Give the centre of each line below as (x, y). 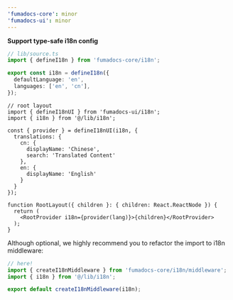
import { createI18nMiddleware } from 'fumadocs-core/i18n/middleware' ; (117, 270)
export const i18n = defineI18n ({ (59, 73)
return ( (27, 211)
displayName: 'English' (61, 174)
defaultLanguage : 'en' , (49, 80)
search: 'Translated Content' (71, 155)
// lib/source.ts (33, 54)
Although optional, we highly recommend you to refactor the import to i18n (116, 243)
